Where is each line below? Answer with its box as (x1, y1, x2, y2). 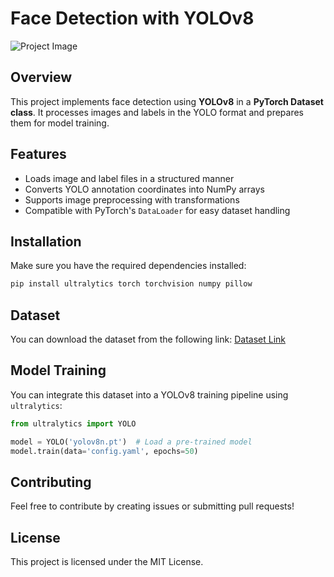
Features (10, 146, 67, 163)
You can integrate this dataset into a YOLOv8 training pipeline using (10, 388, 289, 401)
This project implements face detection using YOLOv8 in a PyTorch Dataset (10, 95, 324, 107)
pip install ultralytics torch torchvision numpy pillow (10, 279, 253, 289)
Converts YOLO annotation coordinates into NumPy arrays (24, 183, 265, 195)
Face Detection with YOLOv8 (10, 7, 255, 30)
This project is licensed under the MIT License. (10, 556, 204, 568)
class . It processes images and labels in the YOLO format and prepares (10, 106, 304, 118)
